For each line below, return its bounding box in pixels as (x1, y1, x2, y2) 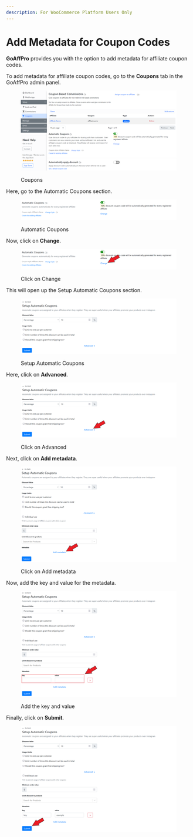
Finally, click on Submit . (6, 714, 65, 721)
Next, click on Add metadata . (6, 455, 77, 462)
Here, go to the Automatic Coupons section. (6, 188, 113, 195)
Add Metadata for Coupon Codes (6, 35, 170, 49)
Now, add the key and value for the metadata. (6, 580, 116, 587)
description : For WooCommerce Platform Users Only (6, 9, 133, 15)
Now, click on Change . (6, 238, 62, 245)
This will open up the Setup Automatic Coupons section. (6, 287, 142, 294)
